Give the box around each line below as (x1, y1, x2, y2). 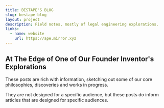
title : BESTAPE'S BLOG (5, 7, 54, 13)
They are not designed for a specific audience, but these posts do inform (5, 91, 159, 97)
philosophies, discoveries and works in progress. (5, 82, 109, 88)
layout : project (5, 17, 40, 22)
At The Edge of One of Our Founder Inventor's (5, 55, 154, 64)
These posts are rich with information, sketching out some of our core (5, 76, 152, 82)
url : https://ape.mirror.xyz (14, 36, 77, 41)
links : (5, 26, 19, 32)
